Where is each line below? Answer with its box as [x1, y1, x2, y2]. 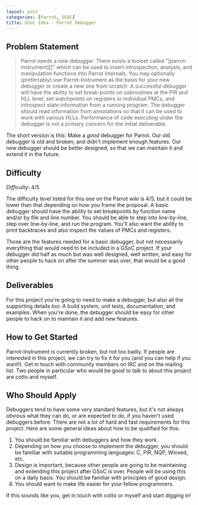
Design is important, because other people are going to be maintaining [14, 462, 187, 469]
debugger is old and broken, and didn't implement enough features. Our [6, 138, 181, 145]
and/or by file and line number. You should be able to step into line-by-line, [6, 214, 188, 221]
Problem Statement [6, 41, 79, 52]
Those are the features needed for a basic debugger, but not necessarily [6, 238, 183, 245]
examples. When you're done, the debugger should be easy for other [6, 309, 174, 316]
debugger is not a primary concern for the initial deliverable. [20, 120, 167, 127]
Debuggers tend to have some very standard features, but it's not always [6, 406, 184, 413]
